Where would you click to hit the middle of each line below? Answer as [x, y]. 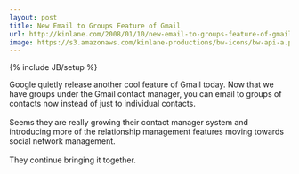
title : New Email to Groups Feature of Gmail [95, 26]
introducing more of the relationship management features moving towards [147, 132]
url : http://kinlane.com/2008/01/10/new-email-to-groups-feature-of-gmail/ [153, 34]
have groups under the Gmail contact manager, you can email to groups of [145, 94]
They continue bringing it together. [73, 160]
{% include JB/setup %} [53, 67]
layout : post [33, 17]
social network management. [62, 141]
